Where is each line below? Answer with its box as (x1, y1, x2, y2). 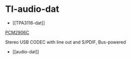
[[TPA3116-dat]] (12, 20, 45, 26)
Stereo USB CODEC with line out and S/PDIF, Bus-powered (5, 39, 126, 45)
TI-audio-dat (5, 3, 60, 15)
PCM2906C (5, 29, 29, 35)
